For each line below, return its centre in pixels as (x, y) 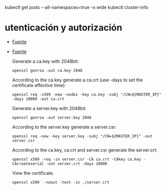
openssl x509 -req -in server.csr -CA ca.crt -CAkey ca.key (76, 159)
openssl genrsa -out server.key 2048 (52, 117)
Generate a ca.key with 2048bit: (45, 61)
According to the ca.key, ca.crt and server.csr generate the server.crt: (85, 150)
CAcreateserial (28, 164)
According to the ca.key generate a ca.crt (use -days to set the (77, 80)
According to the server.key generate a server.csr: (64, 127)
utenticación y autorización (64, 28)
